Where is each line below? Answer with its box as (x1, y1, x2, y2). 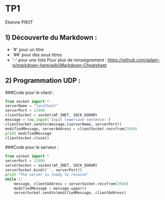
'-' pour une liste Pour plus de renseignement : (12, 57, 107, 63)
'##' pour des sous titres (12, 52, 62, 57)
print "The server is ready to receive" (5, 172, 89, 177)
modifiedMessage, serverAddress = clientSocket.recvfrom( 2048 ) (5, 126, 137, 131)
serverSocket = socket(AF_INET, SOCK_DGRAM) (5, 163, 98, 168)
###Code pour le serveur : (5, 144, 59, 150)
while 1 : (5, 176, 23, 182)
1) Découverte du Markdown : (5, 33, 97, 42)
